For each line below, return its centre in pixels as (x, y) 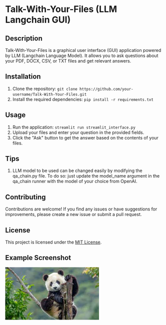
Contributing (25, 197)
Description (24, 38)
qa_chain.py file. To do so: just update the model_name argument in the (86, 176)
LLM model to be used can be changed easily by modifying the (77, 170)
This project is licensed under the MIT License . (53, 242)
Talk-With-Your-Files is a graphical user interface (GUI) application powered (83, 50)
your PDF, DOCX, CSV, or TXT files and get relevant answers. (68, 61)
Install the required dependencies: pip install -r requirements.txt (83, 99)
